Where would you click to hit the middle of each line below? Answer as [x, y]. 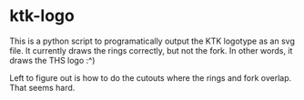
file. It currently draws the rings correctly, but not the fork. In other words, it [151, 50]
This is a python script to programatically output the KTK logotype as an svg [152, 41]
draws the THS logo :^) [52, 60]
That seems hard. [42, 87]
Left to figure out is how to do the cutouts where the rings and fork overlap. [151, 77]
